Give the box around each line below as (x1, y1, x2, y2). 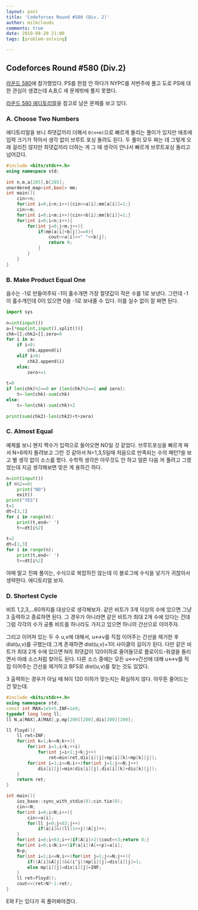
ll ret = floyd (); (17, 875, 57, 881)
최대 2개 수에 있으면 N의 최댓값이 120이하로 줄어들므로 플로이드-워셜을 (17, 648, 180, 655)
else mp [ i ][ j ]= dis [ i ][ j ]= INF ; (27, 864, 102, 870)
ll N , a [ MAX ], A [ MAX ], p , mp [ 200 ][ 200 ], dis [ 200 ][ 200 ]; (6, 716, 134, 723)
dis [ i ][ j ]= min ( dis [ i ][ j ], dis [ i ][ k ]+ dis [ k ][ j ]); (37, 766, 158, 772)
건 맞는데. (6, 683, 28, 690)
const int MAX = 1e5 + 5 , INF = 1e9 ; (6, 706, 81, 711)
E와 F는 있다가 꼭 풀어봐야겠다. (6, 898, 77, 905)
